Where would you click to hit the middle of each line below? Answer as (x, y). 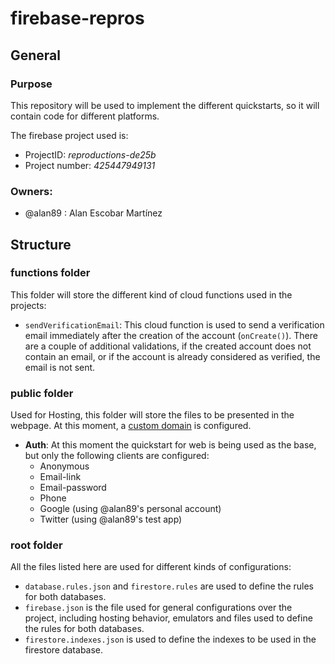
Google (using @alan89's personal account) (130, 509)
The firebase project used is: (69, 135)
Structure (41, 244)
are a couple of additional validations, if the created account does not (168, 346)
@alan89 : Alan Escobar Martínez (93, 213)
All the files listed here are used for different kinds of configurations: (151, 567)
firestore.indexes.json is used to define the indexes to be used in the (170, 639)
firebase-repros (77, 18)
